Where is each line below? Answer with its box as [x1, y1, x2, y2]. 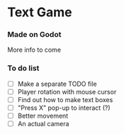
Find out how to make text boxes [17, 95, 113, 104]
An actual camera [17, 120, 69, 128]
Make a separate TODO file [17, 79, 97, 88]
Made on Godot [7, 30, 62, 40]
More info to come [7, 45, 62, 54]
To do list [7, 63, 40, 73]
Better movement [17, 111, 69, 121]
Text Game [7, 4, 72, 21]
